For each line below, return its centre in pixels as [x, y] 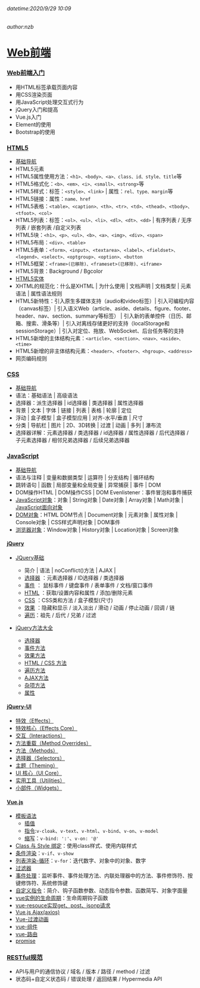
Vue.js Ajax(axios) [37, 912]
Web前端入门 [26, 73]
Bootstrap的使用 [35, 132]
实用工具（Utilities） [40, 780]
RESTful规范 [25, 958]
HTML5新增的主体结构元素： [51, 338]
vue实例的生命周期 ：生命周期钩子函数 [62, 898]
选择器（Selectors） [40, 758]
